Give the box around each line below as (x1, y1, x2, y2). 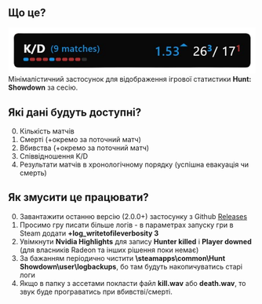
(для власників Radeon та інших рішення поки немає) (19, 245, 199, 255)
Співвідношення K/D (19, 152, 89, 161)
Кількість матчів (19, 126, 75, 136)
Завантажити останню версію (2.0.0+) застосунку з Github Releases (19, 211, 248, 221)
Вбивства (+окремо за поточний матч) (19, 143, 150, 152)
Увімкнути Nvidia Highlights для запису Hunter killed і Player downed (19, 236, 253, 246)
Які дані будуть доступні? (8, 105, 142, 119)
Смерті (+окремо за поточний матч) (19, 135, 141, 145)
